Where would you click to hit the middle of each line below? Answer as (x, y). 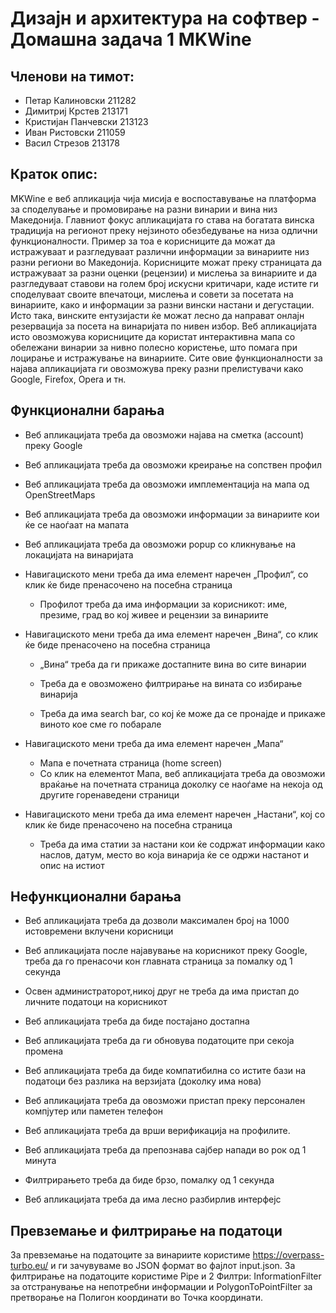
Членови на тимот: (72, 76)
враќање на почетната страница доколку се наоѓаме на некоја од (181, 784)
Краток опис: (54, 174)
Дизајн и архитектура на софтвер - (165, 18)
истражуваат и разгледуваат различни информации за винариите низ (160, 251)
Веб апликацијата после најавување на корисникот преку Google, (166, 951)
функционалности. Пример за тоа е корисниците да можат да (143, 241)
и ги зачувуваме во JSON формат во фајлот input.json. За (173, 1266)
